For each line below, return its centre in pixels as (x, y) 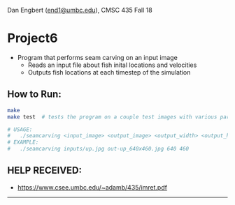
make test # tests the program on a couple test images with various (112, 117)
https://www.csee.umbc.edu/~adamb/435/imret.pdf (92, 187)
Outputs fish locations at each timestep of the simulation (109, 72)
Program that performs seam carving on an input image (98, 57)
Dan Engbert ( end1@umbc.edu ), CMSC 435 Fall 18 (80, 10)
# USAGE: (20, 129)
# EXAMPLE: (23, 142)
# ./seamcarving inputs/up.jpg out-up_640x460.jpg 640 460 (98, 149)
